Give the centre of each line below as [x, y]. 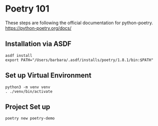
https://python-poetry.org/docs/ [38, 28]
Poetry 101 [27, 9]
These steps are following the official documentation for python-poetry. [79, 23]
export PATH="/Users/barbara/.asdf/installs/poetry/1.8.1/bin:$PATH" [80, 60]
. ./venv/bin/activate [29, 91]
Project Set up [28, 107]
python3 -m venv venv [28, 87]
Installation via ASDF [38, 44]
